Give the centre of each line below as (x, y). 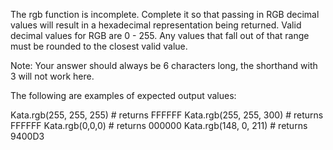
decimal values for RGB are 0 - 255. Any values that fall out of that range (160, 35)
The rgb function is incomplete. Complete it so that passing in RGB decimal (165, 14)
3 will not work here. (52, 76)
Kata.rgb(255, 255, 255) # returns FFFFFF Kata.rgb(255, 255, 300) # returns (167, 115)
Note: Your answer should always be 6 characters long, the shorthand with (164, 65)
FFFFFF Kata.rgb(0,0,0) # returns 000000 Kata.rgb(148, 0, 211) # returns (159, 125)
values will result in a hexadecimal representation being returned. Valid (156, 25)
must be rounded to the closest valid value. (99, 46)
